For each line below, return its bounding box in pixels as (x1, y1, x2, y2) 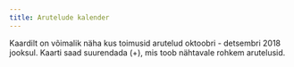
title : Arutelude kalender (9, 13, 110, 22)
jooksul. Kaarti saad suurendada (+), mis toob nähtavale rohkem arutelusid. (9, 46, 286, 58)
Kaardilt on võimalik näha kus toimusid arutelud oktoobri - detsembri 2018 (9, 38, 281, 48)
